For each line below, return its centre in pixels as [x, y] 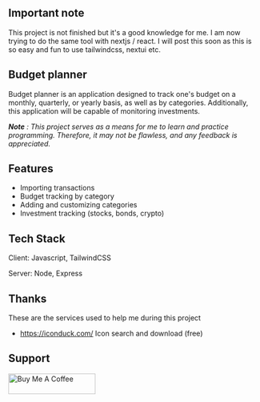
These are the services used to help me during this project [105, 318]
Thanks [28, 298]
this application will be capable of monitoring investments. [104, 111]
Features [31, 169]
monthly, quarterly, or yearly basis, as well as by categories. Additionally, [128, 103]
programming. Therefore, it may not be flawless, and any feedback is [123, 135]
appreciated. [29, 143]
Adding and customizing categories [78, 205]
